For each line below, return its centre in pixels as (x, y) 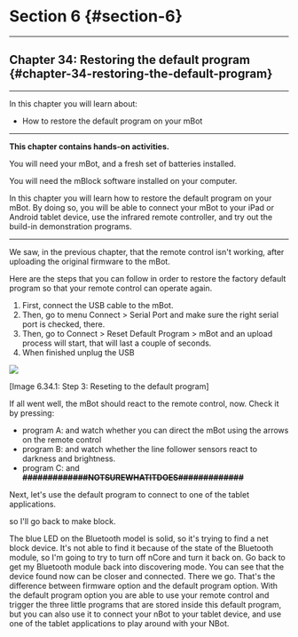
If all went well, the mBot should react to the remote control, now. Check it (144, 403)
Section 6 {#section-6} (96, 16)
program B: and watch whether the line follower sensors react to (140, 449)
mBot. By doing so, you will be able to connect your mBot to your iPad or (142, 207)
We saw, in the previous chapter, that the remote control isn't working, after (147, 251)
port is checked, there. (63, 324)
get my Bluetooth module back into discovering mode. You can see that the (147, 567)
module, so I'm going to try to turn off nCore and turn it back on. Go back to (147, 557)
